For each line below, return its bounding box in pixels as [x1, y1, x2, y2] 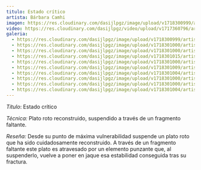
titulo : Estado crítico [6, 8, 66, 15]
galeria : [6, 31, 28, 37]
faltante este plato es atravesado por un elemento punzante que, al [6, 145, 172, 153]
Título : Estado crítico [6, 103, 57, 110]
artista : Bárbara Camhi [6, 14, 66, 20]
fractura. [6, 158, 28, 165]
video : [6, 25, 23, 32]
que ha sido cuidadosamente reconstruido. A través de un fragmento [6, 139, 176, 146]
